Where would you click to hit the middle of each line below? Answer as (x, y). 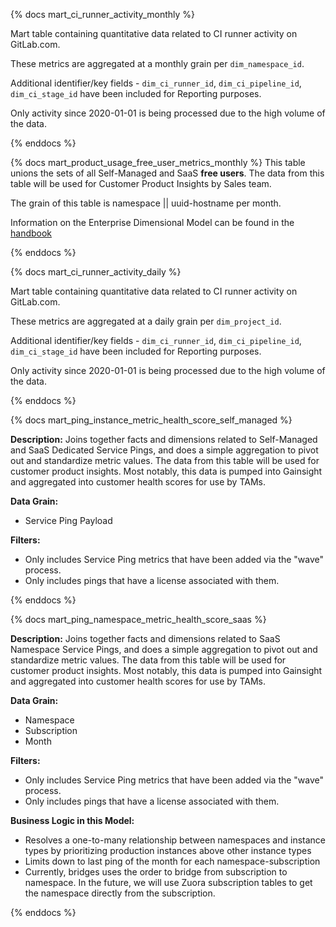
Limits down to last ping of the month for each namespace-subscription (172, 861)
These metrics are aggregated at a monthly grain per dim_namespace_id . (157, 63)
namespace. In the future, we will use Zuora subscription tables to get (168, 882)
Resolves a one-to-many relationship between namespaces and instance (175, 840)
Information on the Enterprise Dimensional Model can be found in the (152, 222)
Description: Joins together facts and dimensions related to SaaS (145, 638)
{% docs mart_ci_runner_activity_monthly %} (103, 14)
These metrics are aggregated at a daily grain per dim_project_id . (146, 321)
